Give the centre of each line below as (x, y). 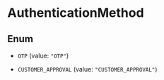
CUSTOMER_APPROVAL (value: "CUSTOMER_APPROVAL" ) (87, 69)
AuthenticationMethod (76, 13)
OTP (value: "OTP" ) (43, 55)
